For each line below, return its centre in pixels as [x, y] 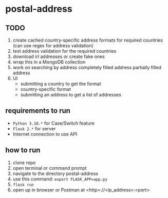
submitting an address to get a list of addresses [71, 95]
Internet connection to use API [45, 134]
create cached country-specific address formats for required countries [88, 40]
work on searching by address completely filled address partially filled [87, 67]
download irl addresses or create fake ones [59, 56]
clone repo [24, 163]
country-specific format [45, 89]
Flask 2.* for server [34, 128]
